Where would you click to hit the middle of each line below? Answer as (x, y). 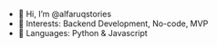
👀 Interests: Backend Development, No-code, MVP (113, 23)
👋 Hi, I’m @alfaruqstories (65, 14)
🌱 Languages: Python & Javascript (83, 33)
